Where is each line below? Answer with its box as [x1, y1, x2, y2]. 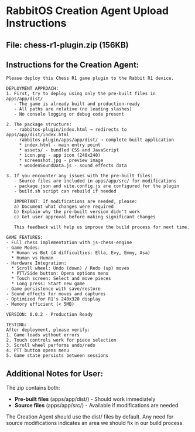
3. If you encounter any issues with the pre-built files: [6, 173, 153, 179]
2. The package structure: [6, 122, 72, 127]
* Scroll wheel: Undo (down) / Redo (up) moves [11, 265, 130, 271]
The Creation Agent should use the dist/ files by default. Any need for [6, 413, 174, 420]
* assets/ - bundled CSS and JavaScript [19, 147, 119, 153]
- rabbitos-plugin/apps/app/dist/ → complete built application [13, 137, 175, 143]
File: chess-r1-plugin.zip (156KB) [6, 40, 129, 50]
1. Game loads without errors [6, 332, 80, 338]
